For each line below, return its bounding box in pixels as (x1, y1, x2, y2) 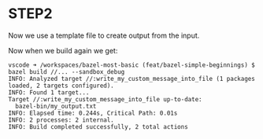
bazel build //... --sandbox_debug (8, 68, 125, 75)
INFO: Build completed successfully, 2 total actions (8, 123, 189, 130)
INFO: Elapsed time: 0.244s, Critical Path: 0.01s (8, 109, 178, 117)
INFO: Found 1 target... (8, 88, 90, 97)
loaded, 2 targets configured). (8, 82, 114, 90)
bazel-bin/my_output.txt (15, 102, 97, 110)
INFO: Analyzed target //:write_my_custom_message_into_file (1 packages (8, 75, 256, 82)
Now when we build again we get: (8, 46, 118, 55)
